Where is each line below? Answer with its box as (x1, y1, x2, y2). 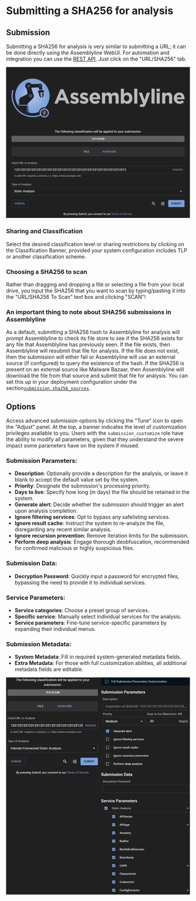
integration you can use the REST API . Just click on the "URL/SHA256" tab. (6, 56, 187, 62)
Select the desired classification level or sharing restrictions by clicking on (6, 240, 185, 247)
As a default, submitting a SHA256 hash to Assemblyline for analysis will (6, 329, 180, 336)
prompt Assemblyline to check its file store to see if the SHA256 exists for (6, 335, 184, 342)
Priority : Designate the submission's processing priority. (14, 482, 150, 490)
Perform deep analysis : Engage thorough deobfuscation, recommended (14, 538, 190, 545)
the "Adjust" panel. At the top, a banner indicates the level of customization (6, 424, 187, 431)
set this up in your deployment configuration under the (6, 378, 137, 385)
